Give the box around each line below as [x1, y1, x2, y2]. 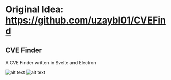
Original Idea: [5, 4, 64, 15]
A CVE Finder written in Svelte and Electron [5, 59, 96, 65]
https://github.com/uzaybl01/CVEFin [5, 14, 166, 26]
